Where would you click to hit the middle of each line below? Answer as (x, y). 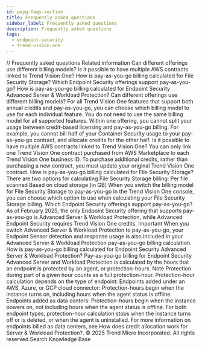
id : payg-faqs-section (35, 12)
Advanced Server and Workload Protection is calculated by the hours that (98, 262)
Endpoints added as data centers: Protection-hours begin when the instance (101, 301)
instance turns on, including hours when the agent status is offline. (89, 294)
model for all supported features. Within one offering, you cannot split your (99, 120)
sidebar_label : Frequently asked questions (62, 23)
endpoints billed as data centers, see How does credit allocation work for (97, 326)
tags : (13, 34)
